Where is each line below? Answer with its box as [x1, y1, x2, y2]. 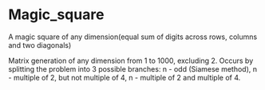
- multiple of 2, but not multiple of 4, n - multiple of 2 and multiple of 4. [8, 72, 241, 82]
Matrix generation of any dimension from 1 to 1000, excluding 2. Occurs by [8, 56, 254, 65]
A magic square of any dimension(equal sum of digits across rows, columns [8, 32, 258, 41]
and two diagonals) [8, 40, 72, 49]
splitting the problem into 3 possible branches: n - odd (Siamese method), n [8, 64, 258, 73]
